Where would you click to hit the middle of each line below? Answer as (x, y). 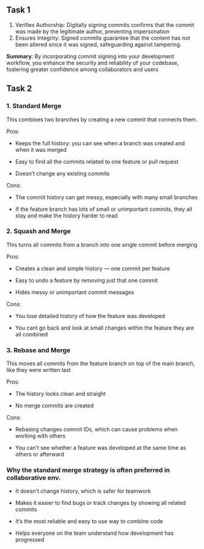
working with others (40, 436)
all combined (31, 334)
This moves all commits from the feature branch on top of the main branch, (101, 363)
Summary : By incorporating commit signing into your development (90, 56)
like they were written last (39, 370)
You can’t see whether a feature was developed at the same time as (100, 448)
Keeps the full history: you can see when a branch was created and (100, 143)
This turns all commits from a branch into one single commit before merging (102, 244)
